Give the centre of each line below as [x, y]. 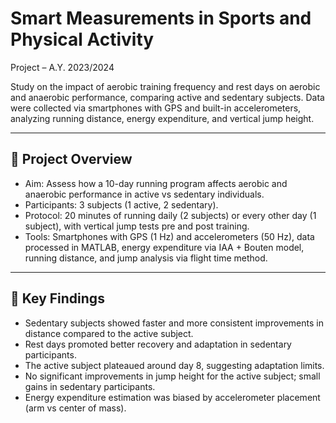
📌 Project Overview [71, 159]
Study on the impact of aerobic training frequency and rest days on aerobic [165, 86]
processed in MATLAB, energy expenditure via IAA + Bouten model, [164, 247]
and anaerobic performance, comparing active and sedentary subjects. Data [167, 97]
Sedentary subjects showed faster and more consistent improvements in [174, 323]
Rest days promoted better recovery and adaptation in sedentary [158, 344]
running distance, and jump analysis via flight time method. [146, 258]
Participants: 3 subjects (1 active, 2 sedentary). [121, 204]
